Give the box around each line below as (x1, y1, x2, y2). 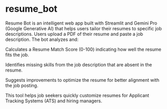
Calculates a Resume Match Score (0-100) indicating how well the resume (5, 46, 161, 52)
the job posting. (5, 82, 38, 89)
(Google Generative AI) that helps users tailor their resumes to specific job (5, 25, 162, 31)
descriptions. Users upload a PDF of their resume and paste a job (5, 31, 143, 37)
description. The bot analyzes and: (5, 36, 79, 42)
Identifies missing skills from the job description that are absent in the (5, 61, 152, 68)
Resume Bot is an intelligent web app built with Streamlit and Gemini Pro (5, 20, 157, 26)
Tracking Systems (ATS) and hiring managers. (5, 98, 102, 104)
